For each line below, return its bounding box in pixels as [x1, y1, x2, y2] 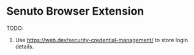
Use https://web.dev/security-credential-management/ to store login [15, 36, 188, 43]
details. [15, 43, 34, 50]
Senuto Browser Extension [6, 4, 144, 18]
